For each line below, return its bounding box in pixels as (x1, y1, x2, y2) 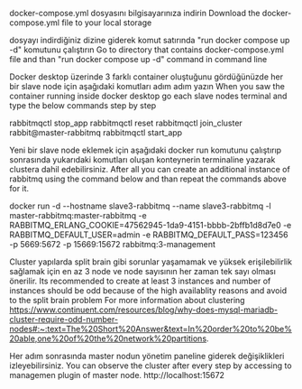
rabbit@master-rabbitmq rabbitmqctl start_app (9, 127, 183, 138)
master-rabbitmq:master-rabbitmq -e (9, 210, 147, 220)
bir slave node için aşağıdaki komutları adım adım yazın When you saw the (9, 81, 286, 91)
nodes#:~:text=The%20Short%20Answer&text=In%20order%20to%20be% (9, 324, 293, 334)
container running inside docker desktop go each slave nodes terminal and (9, 90, 288, 101)
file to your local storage (61, 17, 152, 28)
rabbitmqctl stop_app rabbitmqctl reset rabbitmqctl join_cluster (9, 117, 243, 128)
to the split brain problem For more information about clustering (9, 295, 245, 305)
